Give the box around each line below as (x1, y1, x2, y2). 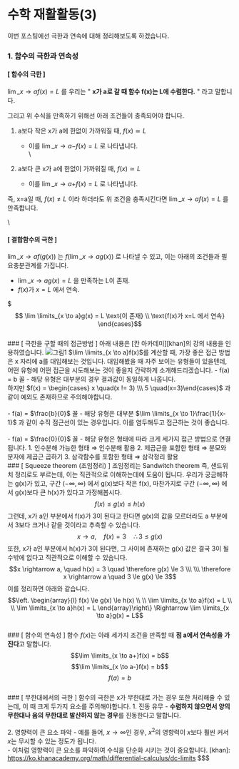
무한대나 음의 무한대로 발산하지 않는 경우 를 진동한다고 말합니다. (7, 711, 182, 720)
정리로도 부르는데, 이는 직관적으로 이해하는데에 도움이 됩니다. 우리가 (14, 470, 203, 479)
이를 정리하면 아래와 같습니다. (7, 584, 90, 593)
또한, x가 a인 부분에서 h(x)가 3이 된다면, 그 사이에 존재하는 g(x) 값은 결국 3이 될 (7, 544, 230, 553)
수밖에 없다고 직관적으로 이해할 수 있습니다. (7, 554, 128, 562)
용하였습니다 (7, 348, 43, 357)
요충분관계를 (7, 261, 43, 270)
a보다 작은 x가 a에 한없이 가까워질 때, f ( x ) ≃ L (17, 126, 147, 136)
